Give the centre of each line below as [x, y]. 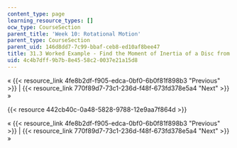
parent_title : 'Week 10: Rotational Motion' [74, 34]
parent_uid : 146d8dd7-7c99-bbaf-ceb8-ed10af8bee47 [84, 47]
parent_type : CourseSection [49, 41]
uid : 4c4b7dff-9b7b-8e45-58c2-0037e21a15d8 [73, 60]
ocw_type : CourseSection [44, 27]
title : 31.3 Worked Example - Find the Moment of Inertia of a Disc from [119, 54]
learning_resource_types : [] [50, 21]
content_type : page [36, 14]
